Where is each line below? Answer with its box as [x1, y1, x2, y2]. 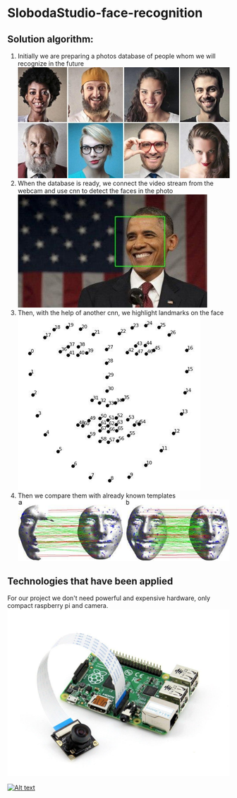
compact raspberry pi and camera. [7, 601, 109, 609]
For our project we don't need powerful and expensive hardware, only [7, 594, 210, 602]
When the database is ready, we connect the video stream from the [17, 179, 214, 188]
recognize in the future [17, 59, 85, 68]
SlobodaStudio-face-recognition [7, 5, 203, 21]
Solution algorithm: [7, 33, 94, 45]
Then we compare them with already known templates [17, 491, 176, 500]
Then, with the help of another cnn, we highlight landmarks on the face [17, 309, 224, 317]
